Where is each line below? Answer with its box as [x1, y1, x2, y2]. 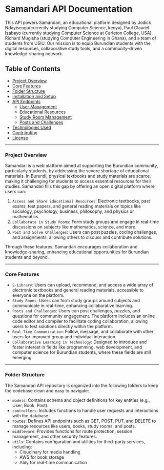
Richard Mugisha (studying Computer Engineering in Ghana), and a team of [5, 35, 157, 41]
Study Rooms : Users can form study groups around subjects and [12, 298, 140, 304]
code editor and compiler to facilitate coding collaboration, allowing [12, 318, 148, 324]
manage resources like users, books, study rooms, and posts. [12, 423, 136, 429]
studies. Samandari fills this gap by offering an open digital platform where [5, 184, 155, 189]
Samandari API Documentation [5, 3, 133, 15]
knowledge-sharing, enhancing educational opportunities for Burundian [5, 249, 149, 255]
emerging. [12, 355, 33, 361]
